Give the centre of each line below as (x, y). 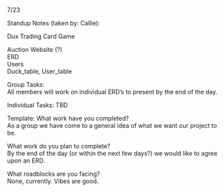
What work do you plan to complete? (59, 146)
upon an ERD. (26, 161)
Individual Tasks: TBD (38, 105)
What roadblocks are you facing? (54, 174)
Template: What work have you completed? (68, 118)
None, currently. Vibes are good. (53, 181)
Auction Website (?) (35, 50)
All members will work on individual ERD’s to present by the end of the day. (112, 92)
